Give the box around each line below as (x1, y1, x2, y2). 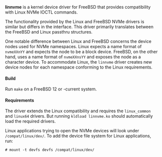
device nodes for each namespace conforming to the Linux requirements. (5, 64, 153, 70)
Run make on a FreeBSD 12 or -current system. (5, 86, 97, 92)
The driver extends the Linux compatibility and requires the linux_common (5, 108, 151, 114)
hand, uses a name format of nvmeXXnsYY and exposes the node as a (5, 54, 141, 60)
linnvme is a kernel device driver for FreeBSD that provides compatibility (5, 4, 151, 10)
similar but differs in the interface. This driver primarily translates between (5, 24, 154, 30)
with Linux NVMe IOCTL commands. (5, 9, 78, 15)
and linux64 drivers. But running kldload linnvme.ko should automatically (5, 113, 153, 119)
